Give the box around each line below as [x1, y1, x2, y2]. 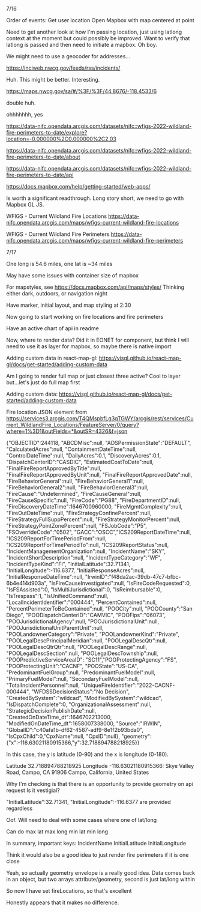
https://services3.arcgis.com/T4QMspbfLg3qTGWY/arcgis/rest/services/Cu [6, 415, 194, 422]
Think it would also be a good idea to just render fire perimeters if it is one [6, 851, 189, 858]
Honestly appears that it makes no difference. [6, 899, 119, 906]
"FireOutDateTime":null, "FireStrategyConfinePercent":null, [6, 510, 152, 516]
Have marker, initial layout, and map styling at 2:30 [6, 301, 131, 309]
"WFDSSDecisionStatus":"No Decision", [31, 688, 130, 695]
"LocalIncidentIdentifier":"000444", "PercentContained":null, [6, 599, 157, 606]
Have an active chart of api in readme [6, 325, 99, 332]
